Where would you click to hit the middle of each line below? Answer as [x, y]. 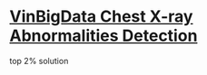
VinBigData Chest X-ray [101, 17]
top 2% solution [39, 61]
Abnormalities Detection [103, 36]
